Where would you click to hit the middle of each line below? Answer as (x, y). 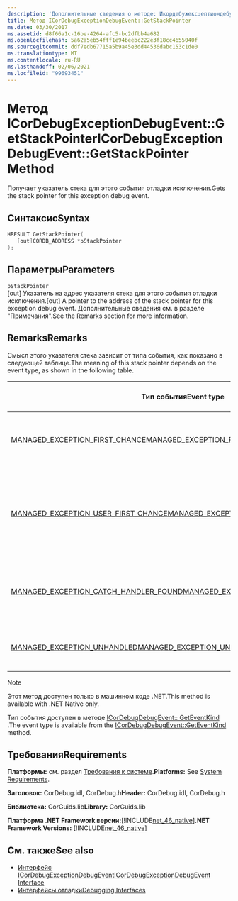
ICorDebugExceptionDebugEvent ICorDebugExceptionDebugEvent (114, 875)
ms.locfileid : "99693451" (45, 73)
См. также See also (51, 850)
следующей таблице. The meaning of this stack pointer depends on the (112, 363)
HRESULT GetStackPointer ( (45, 235)
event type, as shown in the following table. (71, 370)
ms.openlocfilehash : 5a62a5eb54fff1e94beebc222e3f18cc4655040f (103, 40)
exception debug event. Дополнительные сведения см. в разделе (106, 308)
